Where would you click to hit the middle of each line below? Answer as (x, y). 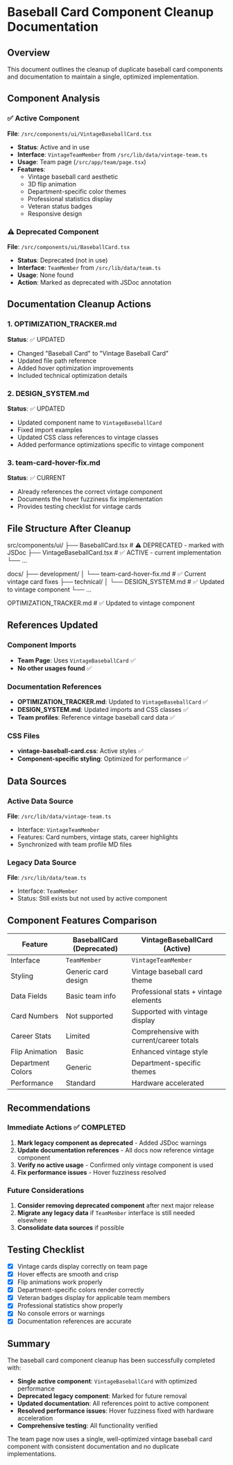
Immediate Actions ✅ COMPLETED (67, 1127)
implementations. (32, 1454)
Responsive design (55, 214)
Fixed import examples (50, 429)
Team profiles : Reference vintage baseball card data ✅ (96, 718)
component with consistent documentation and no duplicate (93, 1447)
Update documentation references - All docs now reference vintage (115, 1150)
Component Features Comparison (82, 920)
